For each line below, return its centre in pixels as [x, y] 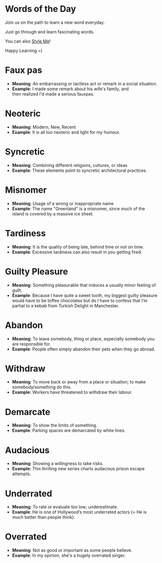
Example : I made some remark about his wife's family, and [70, 89]
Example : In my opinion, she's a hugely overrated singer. [69, 555]
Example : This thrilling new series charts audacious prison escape [78, 469]
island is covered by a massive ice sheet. [53, 214]
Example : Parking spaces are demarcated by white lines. [69, 431]
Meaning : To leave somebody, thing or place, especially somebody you [83, 339]
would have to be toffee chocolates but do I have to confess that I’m [80, 300]
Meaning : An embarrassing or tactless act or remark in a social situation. [85, 83]
